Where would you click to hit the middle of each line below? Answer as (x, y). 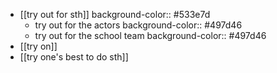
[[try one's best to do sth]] (74, 57)
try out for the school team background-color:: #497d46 (150, 35)
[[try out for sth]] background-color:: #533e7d (115, 14)
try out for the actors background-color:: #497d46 (138, 25)
